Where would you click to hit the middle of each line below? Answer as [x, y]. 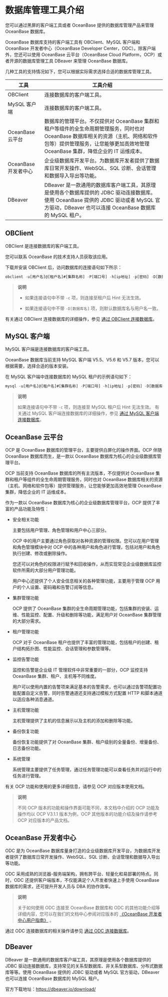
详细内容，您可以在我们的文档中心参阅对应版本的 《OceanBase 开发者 [90, 914]
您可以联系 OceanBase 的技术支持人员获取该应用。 [58, 257]
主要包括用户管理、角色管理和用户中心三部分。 [60, 530]
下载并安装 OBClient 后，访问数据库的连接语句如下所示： [64, 267]
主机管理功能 [25, 710]
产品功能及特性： [31, 509]
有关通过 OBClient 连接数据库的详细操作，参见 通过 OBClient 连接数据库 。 [81, 319]
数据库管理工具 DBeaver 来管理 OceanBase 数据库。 [76, 61]
